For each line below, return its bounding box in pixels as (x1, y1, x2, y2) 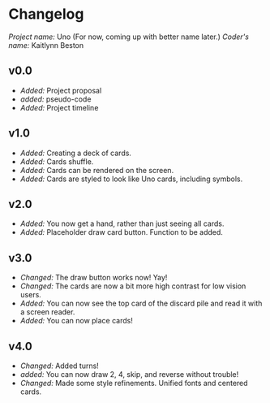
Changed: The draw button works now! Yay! (19, 273, 168, 283)
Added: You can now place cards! (19, 316, 134, 326)
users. (19, 290, 42, 300)
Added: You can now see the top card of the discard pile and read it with (19, 298, 263, 309)
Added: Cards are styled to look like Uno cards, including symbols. (19, 174, 243, 184)
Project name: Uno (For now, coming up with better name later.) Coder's (8, 32, 250, 41)
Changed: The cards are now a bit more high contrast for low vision (19, 281, 246, 291)
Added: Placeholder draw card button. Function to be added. (19, 227, 223, 237)
